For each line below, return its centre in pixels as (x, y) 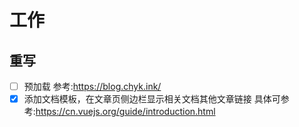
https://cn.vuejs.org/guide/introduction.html (125, 112)
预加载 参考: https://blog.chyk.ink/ (92, 86)
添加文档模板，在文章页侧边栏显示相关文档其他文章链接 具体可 (152, 99)
